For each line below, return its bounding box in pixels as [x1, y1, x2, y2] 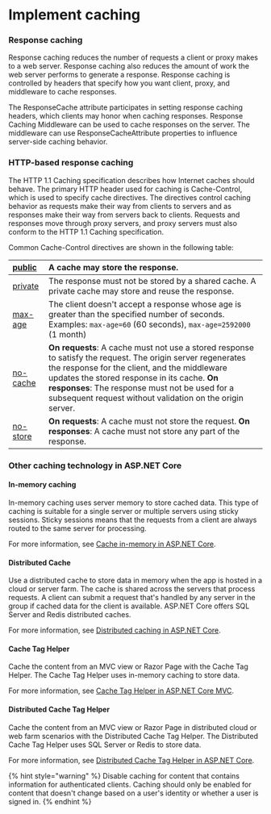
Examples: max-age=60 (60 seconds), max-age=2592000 [48, 319, 252, 330]
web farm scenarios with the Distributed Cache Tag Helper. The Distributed [8, 731, 259, 741]
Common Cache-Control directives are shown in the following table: [8, 242, 234, 252]
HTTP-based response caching [8, 157, 134, 169]
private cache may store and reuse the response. [48, 285, 235, 296]
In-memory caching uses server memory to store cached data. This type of [8, 498, 259, 507]
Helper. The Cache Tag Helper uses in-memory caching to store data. [8, 670, 240, 680]
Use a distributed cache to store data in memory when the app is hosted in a [8, 575, 263, 586]
